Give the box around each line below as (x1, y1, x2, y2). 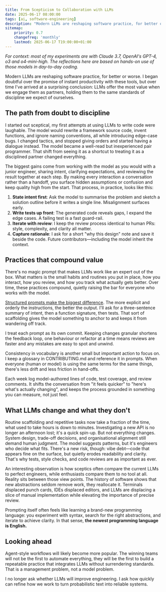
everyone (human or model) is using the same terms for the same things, (5, 361, 154, 367)
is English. (5, 523, 27, 529)
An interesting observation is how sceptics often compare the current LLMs (5, 466, 159, 472)
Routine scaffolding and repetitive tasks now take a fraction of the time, (5, 419, 151, 425)
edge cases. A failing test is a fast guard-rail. (12, 215, 104, 221)
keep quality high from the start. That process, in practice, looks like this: (5, 184, 154, 190)
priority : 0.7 (14, 30, 43, 35)
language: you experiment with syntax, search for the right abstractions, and (5, 512, 161, 519)
